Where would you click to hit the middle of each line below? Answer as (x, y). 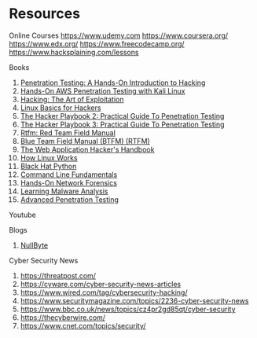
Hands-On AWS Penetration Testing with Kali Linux (103, 90)
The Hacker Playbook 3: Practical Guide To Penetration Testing (122, 124)
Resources (45, 14)
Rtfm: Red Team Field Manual (68, 132)
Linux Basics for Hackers (61, 108)
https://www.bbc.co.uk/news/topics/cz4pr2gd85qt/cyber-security (128, 309)
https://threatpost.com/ (58, 275)
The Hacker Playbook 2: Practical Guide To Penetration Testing (122, 116)
